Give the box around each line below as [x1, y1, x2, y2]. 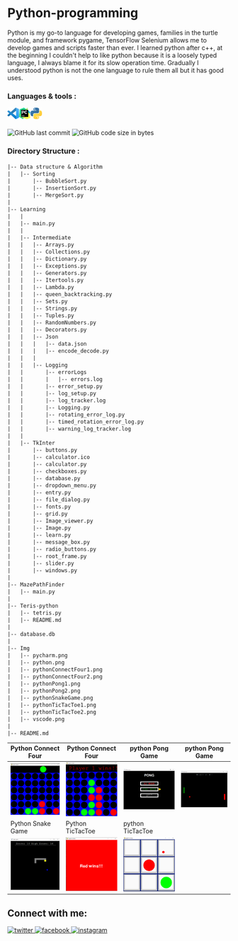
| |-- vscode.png [7, 715, 65, 723]
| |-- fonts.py [7, 503, 72, 511]
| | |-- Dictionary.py [7, 255, 87, 263]
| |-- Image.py [7, 524, 72, 532]
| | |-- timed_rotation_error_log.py [7, 418, 144, 426]
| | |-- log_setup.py [7, 389, 97, 397]
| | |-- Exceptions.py [7, 262, 87, 270]
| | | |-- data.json [7, 340, 87, 348]
